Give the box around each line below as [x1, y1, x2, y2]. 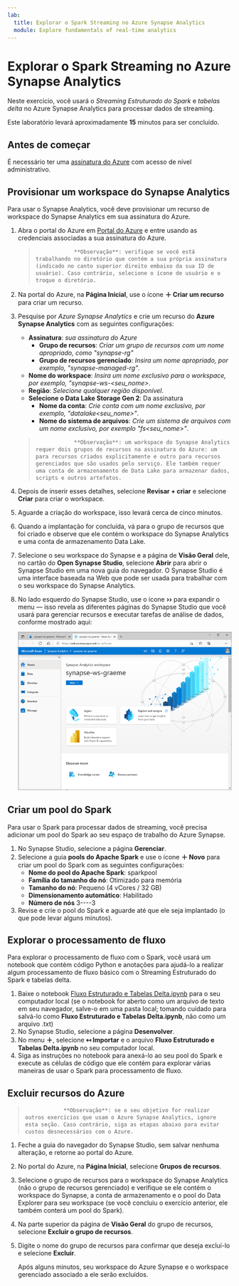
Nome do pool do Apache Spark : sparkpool [28, 868, 158, 877]
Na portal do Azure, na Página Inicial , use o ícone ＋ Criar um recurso [17, 290, 224, 298]
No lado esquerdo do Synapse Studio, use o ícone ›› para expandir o [17, 595, 221, 603]
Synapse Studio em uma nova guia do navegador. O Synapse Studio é [17, 566, 223, 575]
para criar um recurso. [17, 298, 84, 306]
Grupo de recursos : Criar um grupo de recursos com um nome [38, 340, 224, 349]
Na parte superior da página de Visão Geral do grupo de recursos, [17, 1220, 213, 1228]
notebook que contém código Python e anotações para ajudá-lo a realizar [7, 961, 224, 969]
